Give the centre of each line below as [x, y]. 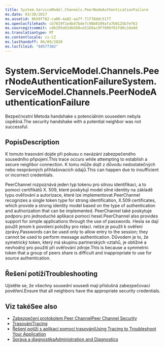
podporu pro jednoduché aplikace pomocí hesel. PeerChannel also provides [82, 216]
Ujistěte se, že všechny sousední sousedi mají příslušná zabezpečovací [78, 286]
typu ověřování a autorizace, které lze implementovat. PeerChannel [73, 195]
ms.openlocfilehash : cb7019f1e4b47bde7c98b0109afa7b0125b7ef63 [71, 23]
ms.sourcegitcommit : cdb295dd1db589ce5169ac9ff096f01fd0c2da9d [71, 28]
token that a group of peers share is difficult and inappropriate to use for [78, 253]
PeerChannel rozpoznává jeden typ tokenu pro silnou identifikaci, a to [76, 185]
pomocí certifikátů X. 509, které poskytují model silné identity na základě [79, 190]
